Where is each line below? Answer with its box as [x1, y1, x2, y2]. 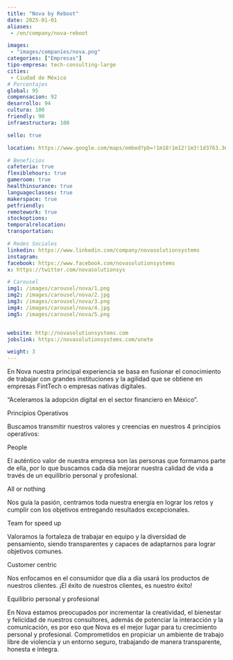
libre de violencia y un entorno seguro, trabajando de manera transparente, [7, 638, 222, 646]
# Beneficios [7, 157, 45, 164]
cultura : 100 [7, 107, 45, 114]
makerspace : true [7, 196, 58, 202]
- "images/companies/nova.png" [10, 49, 101, 55]
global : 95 [7, 87, 39, 94]
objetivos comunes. [7, 547, 64, 555]
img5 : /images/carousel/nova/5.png [7, 311, 110, 318]
